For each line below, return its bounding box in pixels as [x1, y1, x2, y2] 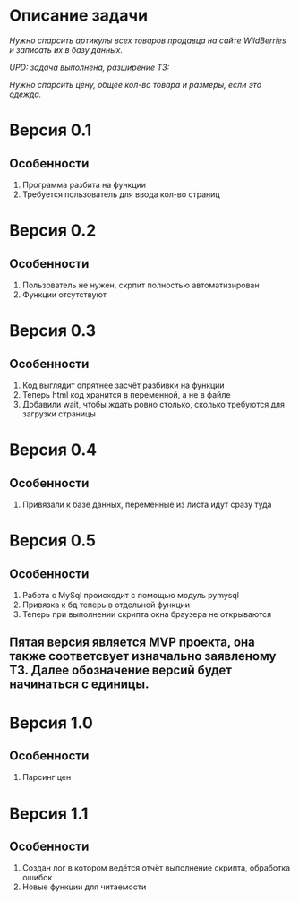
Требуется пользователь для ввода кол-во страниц [21, 189, 221, 200]
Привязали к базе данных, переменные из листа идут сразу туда [21, 499, 272, 510]
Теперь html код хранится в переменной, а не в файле [21, 389, 231, 399]
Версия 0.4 [9, 440, 97, 460]
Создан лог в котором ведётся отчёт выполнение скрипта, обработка [21, 862, 291, 873]
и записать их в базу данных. [9, 44, 124, 55]
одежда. [9, 89, 42, 99]
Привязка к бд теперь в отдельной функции [21, 599, 191, 610]
